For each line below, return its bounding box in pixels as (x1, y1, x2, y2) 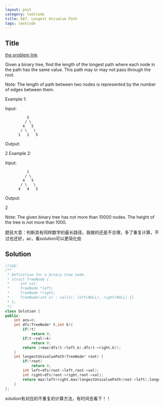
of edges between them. (5, 87, 55, 93)
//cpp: (5, 263, 19, 268)
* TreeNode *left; (7, 286, 54, 291)
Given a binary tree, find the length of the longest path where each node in (5, 62, 155, 68)
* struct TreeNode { (7, 277, 49, 282)
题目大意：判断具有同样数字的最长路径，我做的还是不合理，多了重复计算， (5, 229, 155, 235)
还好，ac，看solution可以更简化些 (13, 236, 82, 242)
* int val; (7, 281, 38, 286)
